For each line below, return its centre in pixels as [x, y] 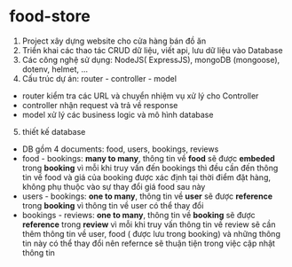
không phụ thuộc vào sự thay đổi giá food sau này [114, 186]
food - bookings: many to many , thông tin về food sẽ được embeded [148, 158]
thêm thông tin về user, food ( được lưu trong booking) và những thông [151, 233]
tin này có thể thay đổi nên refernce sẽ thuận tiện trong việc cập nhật [148, 243]
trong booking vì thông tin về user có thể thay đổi [113, 205]
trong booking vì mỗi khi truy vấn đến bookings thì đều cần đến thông [150, 168]
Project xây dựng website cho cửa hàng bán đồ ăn [114, 41]
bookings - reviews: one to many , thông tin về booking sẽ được [138, 215]
